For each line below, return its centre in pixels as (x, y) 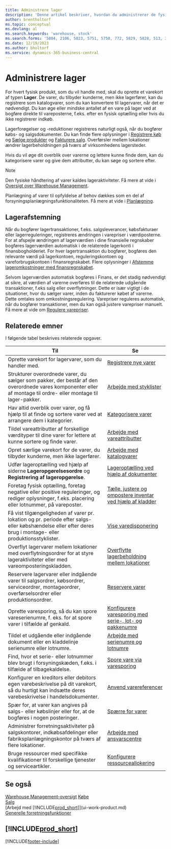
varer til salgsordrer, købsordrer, (46, 581)
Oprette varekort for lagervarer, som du (55, 359)
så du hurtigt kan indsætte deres (47, 690)
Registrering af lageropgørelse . (46, 478)
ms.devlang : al (21, 29)
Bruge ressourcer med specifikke (48, 754)
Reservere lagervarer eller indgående (52, 575)
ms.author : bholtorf (27, 48)
